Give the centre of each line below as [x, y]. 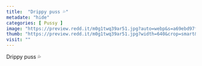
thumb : [14, 34]
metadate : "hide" [28, 17]
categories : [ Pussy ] [35, 23]
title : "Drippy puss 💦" [38, 12]
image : [14, 28]
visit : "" [19, 40]
